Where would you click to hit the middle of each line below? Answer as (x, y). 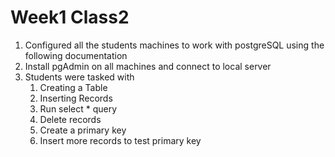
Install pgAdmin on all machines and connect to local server (148, 66)
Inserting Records (76, 98)
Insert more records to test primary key (120, 140)
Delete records (70, 119)
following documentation (76, 55)
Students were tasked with (79, 77)
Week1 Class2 (70, 17)
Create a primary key (83, 130)
